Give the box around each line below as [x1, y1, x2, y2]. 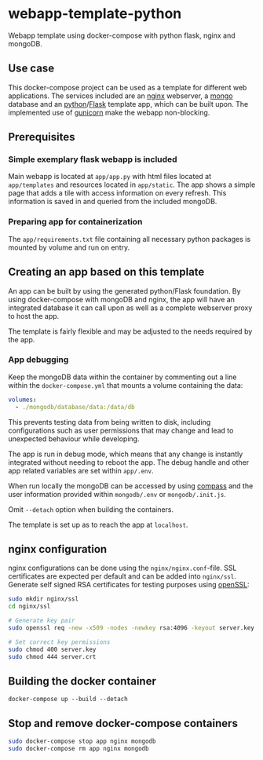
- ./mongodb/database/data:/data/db [15, 403, 135, 411]
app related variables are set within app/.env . [8, 466, 154, 475]
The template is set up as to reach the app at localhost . [8, 520, 188, 529]
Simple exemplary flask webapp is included [8, 154, 178, 165]
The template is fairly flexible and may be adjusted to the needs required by [8, 327, 253, 336]
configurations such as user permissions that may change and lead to [8, 426, 234, 435]
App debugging [8, 354, 69, 365]
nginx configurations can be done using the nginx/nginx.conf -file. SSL [8, 563, 237, 573]
